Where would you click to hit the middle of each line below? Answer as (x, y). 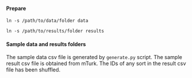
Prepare (16, 8)
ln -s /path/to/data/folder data (47, 21)
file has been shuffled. (33, 70)
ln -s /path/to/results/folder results (55, 31)
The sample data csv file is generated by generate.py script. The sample (94, 57)
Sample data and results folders (46, 44)
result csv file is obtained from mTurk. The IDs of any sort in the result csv (96, 64)
